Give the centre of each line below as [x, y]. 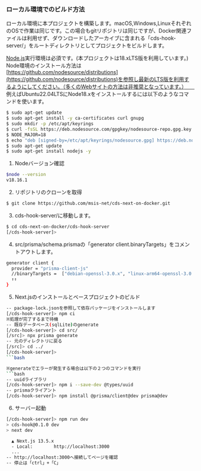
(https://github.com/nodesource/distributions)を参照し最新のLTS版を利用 [95, 79]
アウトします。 [38, 251]
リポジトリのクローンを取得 [48, 192]
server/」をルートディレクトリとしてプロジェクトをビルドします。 [87, 46]
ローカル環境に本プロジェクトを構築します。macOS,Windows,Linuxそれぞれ [99, 23]
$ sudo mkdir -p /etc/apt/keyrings [50, 124]
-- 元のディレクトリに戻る [34, 341]
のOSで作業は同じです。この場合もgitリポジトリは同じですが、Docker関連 [96, 31]
